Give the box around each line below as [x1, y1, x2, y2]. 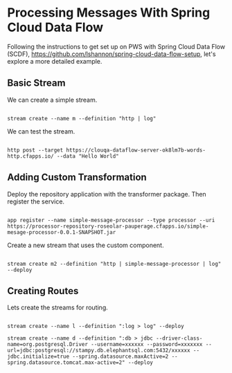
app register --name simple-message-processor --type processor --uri [7, 217, 215, 224]
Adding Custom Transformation [7, 172, 147, 183]
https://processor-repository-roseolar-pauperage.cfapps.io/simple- [7, 223, 209, 230]
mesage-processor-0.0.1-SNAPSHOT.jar [7, 228, 116, 236]
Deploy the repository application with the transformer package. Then [7, 190, 206, 198]
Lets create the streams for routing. [7, 303, 109, 312]
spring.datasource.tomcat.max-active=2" [7, 359, 126, 366]
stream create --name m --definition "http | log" [7, 115, 157, 122]
